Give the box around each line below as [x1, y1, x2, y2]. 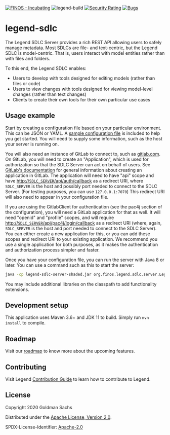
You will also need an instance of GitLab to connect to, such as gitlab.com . [5, 151, 161, 157]
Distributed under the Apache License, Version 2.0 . [5, 414, 112, 420]
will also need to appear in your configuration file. [5, 194, 109, 200]
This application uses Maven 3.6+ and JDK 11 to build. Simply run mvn [5, 314, 149, 320]
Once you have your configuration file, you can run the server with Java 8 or [5, 257, 164, 263]
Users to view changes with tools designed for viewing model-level [12, 86, 153, 92]
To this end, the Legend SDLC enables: [5, 65, 87, 71]
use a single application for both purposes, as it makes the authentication [5, 241, 158, 247]
